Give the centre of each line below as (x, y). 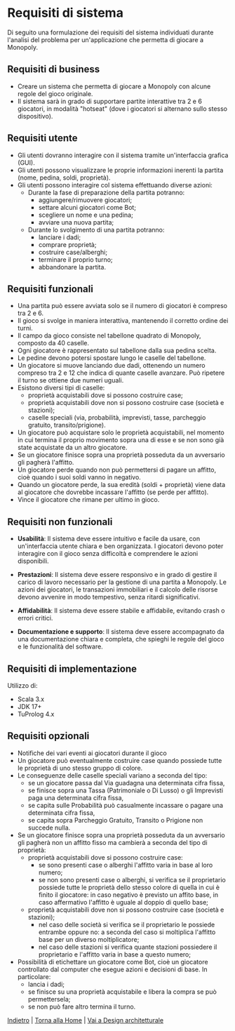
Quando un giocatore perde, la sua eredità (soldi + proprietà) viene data (121, 485)
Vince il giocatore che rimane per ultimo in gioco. (88, 500)
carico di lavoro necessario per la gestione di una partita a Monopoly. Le (122, 582)
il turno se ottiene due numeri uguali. (70, 380)
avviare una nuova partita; (76, 222)
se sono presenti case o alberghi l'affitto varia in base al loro (126, 865)
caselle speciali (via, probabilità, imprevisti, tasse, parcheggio (117, 418)
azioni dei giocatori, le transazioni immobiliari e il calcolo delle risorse (117, 590)
